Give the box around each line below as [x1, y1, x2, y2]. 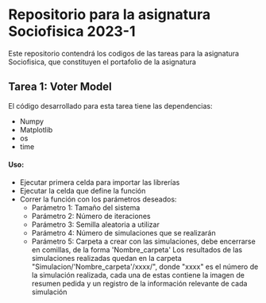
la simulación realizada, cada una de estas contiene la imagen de [31, 270, 245, 279]
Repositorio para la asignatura [8, 6, 211, 24]
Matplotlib [19, 125, 53, 134]
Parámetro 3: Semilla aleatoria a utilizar [31, 220, 160, 229]
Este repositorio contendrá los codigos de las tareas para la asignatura [8, 48, 240, 58]
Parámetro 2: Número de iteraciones [31, 211, 151, 221]
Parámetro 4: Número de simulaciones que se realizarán [31, 228, 216, 237]
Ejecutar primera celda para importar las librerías [19, 177, 180, 187]
